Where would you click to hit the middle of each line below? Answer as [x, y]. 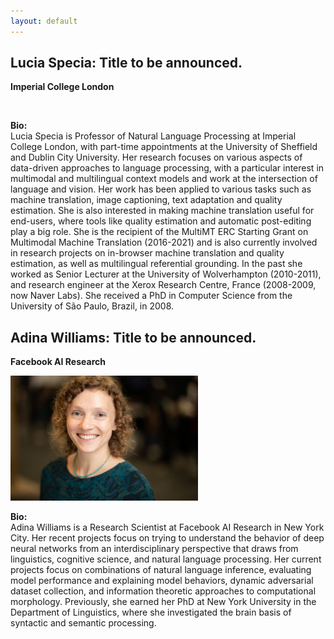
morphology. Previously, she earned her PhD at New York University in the [163, 602]
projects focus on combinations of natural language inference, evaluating [161, 570]
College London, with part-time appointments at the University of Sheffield [164, 147]
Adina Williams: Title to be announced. [133, 337]
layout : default [44, 21]
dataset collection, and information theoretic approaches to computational [163, 591]
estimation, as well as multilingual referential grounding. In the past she [156, 264]
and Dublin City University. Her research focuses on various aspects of [156, 157]
